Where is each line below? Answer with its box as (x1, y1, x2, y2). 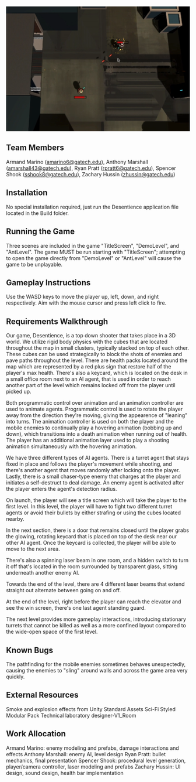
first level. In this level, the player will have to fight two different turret (6, 503, 173, 510)
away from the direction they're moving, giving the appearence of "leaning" (6, 412, 188, 419)
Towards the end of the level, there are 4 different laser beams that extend (6, 580, 185, 588)
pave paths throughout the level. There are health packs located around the (6, 357, 188, 364)
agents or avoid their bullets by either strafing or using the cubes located (6, 509, 181, 516)
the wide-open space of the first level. (6, 628, 98, 636)
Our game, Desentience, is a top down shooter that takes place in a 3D (6, 332, 176, 339)
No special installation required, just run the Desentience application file (6, 203, 179, 210)
